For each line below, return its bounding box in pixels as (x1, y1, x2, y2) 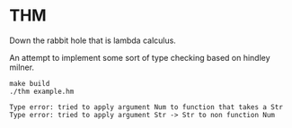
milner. (9, 62, 34, 73)
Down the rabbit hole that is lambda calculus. (9, 35, 177, 46)
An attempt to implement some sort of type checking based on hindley (9, 52, 271, 63)
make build (9, 79, 50, 88)
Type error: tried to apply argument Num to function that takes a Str (9, 102, 283, 112)
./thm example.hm (9, 87, 75, 96)
